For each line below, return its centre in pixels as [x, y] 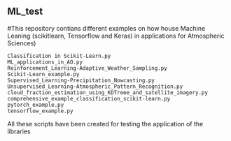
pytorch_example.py [36, 105]
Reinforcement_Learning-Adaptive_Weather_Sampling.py [87, 68]
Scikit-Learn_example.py [43, 74]
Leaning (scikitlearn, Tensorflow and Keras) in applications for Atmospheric [116, 36]
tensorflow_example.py [40, 111]
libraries [19, 131]
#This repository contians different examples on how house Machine [106, 28]
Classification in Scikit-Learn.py [59, 56]
